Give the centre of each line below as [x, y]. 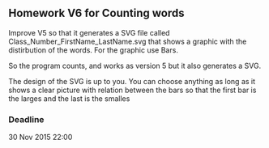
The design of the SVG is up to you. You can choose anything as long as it [132, 81]
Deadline [26, 119]
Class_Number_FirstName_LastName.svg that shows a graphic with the [128, 41]
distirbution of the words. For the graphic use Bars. [93, 50]
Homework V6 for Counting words [96, 13]
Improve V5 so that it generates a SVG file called [89, 32]
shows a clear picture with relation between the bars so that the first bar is [132, 90]
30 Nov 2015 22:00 [41, 137]
